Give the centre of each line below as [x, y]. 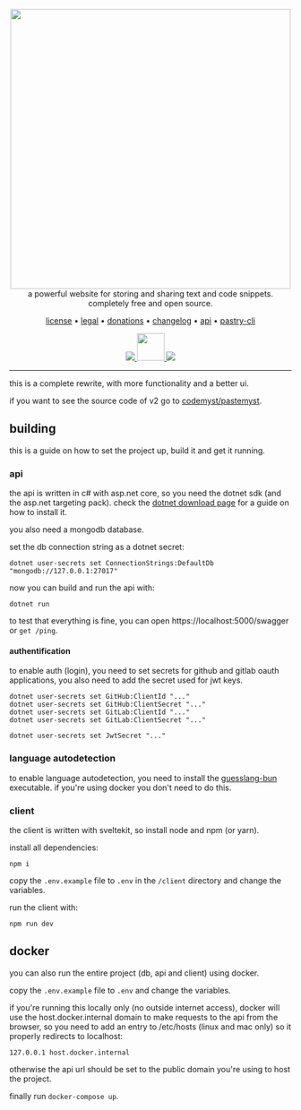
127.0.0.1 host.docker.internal [69, 1053]
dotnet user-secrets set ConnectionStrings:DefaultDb [112, 564]
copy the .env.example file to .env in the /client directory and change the [146, 880]
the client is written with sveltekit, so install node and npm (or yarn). [134, 830]
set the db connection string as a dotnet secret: [97, 547]
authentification [40, 650]
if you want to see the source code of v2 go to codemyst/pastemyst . [136, 400]
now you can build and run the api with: [82, 588]
